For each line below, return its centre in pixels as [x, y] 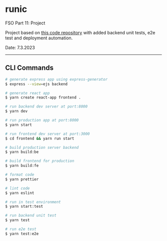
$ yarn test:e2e [22, 234]
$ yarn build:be [22, 152]
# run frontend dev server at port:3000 [48, 134]
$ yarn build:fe [22, 166]
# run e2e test [21, 229]
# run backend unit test [31, 216]
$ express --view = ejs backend [37, 84]
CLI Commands [29, 68]
